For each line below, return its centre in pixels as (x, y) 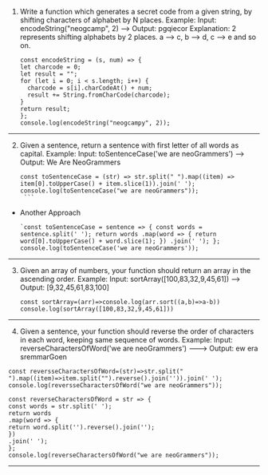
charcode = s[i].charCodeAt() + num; (90, 88)
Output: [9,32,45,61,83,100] (65, 287)
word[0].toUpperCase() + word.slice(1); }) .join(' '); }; (120, 241)
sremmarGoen (43, 357)
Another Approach (50, 212)
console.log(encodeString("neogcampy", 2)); (95, 123)
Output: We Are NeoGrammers (70, 162)
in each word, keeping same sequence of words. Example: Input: (126, 340)
